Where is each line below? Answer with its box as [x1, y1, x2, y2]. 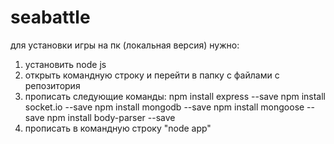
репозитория [24, 79, 81, 91]
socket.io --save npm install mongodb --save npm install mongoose [24, 101, 305, 113]
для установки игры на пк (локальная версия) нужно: [10, 39, 240, 51]
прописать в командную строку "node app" [24, 122, 212, 134]
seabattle [10, 6, 91, 29]
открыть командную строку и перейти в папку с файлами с [24, 69, 280, 81]
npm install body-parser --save [46, 111, 176, 123]
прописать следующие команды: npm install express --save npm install [24, 90, 327, 102]
